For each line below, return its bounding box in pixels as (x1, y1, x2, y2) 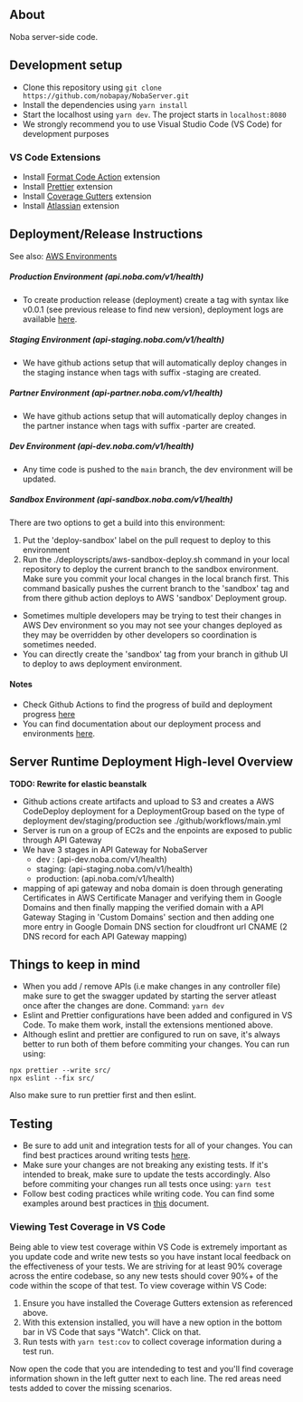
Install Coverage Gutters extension (22, 190, 152, 201)
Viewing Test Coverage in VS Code (9, 1221, 166, 1233)
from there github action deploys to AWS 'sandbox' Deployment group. (22, 592, 288, 603)
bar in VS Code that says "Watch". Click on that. (22, 1326, 202, 1337)
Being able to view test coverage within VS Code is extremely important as (9, 1241, 288, 1252)
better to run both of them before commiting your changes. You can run (22, 1038, 290, 1050)
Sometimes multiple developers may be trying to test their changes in (22, 609, 282, 620)
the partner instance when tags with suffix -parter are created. (22, 420, 256, 431)
